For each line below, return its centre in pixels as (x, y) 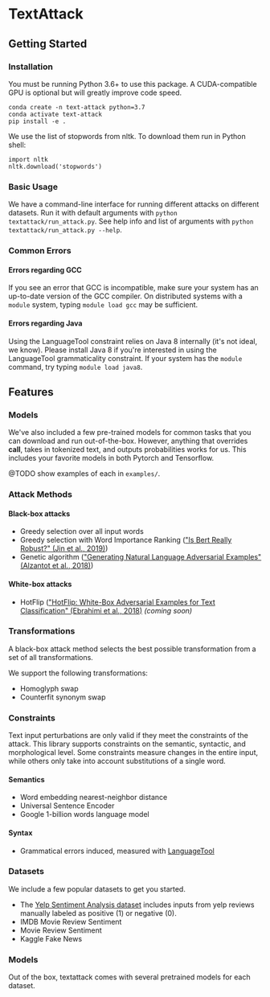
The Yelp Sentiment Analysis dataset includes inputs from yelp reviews (137, 905)
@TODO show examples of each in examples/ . (84, 474)
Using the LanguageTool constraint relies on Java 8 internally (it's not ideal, (133, 341)
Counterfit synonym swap (63, 697)
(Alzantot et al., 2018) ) (57, 566)
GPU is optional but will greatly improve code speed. (95, 92)
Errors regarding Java (45, 323)
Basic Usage (33, 187)
